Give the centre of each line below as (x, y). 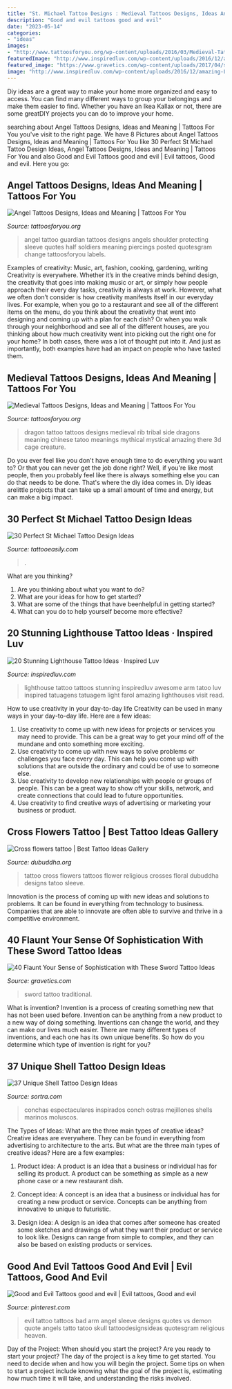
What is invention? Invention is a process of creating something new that (110, 1008)
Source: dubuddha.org (39, 862)
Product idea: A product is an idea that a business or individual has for (117, 1166)
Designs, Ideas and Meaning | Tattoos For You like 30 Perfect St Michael (110, 141)
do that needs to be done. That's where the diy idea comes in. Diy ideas (109, 483)
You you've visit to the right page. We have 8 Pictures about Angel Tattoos (113, 134)
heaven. (36, 1335)
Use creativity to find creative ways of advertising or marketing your (114, 803)
